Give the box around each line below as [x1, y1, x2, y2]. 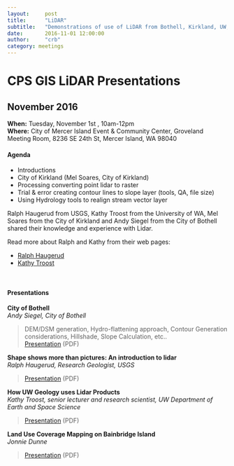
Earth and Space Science [7, 403, 81, 411]
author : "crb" [7, 36, 61, 43]
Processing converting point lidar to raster [17, 181, 139, 189]
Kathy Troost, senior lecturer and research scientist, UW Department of [7, 395, 213, 404]
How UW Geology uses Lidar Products [7, 388, 120, 397]
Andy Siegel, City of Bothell [7, 311, 86, 320]
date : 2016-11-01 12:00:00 [7, 29, 105, 37]
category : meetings [7, 43, 64, 50]
